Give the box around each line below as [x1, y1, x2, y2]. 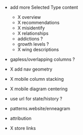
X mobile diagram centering [10, 86, 68, 92]
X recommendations [17, 20, 60, 25]
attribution [10, 115, 32, 121]
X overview [17, 14, 41, 20]
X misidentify [17, 25, 45, 31]
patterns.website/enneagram [10, 106, 70, 111]
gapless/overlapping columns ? [10, 56, 75, 62]
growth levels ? [17, 41, 49, 47]
